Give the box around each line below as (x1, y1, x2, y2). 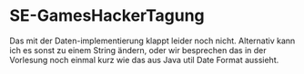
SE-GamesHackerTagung (9, 5, 205, 26)
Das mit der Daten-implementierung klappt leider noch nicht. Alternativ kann (9, 35, 296, 46)
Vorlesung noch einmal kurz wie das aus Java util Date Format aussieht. (9, 54, 279, 65)
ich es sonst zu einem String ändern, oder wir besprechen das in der (9, 44, 267, 55)
